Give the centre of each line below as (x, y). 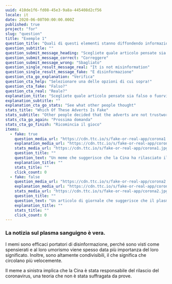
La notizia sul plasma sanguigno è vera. (56, 233)
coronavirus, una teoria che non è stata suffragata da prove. (69, 276)
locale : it (17, 15)
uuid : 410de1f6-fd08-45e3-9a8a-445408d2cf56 (53, 10)
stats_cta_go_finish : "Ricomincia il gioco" (53, 124)
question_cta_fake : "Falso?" (36, 86)
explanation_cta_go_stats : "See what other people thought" (71, 106)
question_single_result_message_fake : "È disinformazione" (70, 72)
